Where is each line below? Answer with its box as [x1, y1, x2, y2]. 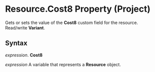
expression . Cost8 [5, 52, 43, 58]
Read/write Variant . [5, 24, 45, 30]
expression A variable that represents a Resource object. [5, 61, 121, 67]
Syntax [5, 39, 28, 48]
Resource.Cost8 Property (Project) [5, 3, 151, 15]
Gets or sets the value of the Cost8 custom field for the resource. [5, 20, 138, 25]
